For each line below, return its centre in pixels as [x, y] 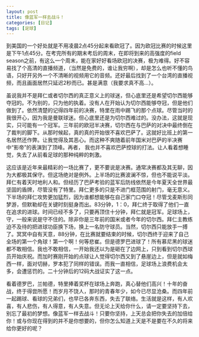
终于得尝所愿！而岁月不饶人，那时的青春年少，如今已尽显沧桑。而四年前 [105, 291]
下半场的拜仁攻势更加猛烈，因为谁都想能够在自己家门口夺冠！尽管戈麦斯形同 [99, 197]
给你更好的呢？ [24, 328]
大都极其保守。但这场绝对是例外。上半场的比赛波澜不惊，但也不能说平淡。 [102, 175]
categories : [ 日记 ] [29, 23]
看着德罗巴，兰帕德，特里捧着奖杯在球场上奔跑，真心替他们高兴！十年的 [94, 284]
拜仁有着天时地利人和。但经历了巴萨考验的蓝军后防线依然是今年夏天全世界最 [99, 182]
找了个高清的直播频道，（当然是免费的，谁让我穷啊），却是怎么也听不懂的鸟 [102, 68]
